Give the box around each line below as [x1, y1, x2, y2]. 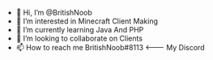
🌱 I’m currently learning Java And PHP [15, 25, 144, 34]
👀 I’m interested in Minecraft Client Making [15, 16, 159, 26]
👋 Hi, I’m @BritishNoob [15, 8, 93, 17]
